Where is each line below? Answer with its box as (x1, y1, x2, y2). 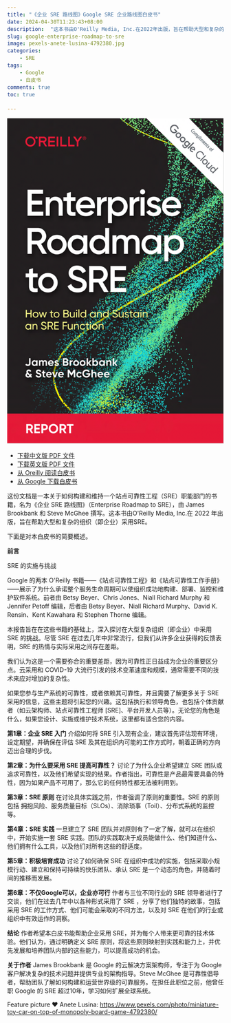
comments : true (7, 83, 51, 91)
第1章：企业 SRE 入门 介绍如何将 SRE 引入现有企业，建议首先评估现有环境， (7, 729, 221, 737)
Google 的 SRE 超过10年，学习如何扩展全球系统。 (14, 987, 155, 995)
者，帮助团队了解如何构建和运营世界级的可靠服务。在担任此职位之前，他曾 (7, 978, 218, 986)
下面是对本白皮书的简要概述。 (7, 532, 91, 540)
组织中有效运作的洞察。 (7, 914, 74, 922)
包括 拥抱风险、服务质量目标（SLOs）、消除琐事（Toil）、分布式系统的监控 (7, 801, 214, 810)
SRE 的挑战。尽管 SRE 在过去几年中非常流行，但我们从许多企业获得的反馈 (7, 633, 216, 642)
